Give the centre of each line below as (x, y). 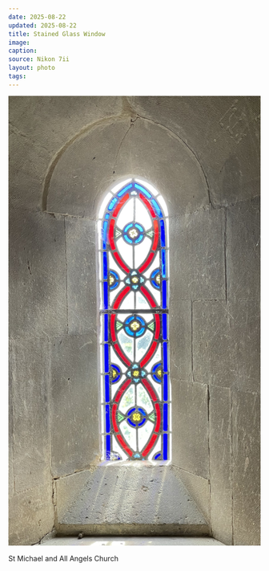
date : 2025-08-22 (37, 17)
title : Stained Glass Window (57, 34)
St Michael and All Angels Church (63, 558)
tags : (17, 76)
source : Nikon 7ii (39, 59)
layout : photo (32, 68)
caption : (23, 51)
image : (19, 43)
